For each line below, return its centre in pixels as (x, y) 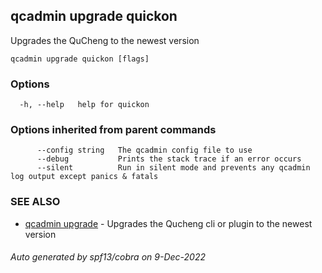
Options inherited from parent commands (113, 130)
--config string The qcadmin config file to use (144, 150)
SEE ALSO (35, 202)
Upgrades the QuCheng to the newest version (105, 40)
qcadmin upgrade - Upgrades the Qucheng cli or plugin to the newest (168, 223)
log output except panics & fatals (84, 177)
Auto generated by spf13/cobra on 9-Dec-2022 (108, 257)
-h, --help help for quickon (84, 105)
